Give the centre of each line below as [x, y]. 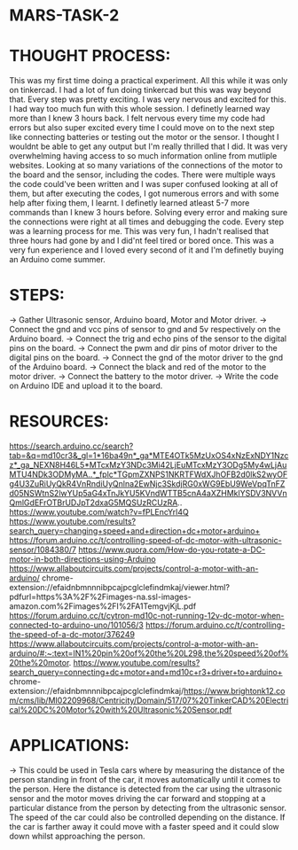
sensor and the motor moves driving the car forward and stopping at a [137, 798]
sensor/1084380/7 [43, 550]
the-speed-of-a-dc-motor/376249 [72, 634]
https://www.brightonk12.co [234, 691]
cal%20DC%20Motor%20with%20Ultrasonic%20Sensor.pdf [121, 710]
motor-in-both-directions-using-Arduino [83, 559]
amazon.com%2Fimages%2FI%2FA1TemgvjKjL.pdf [103, 606]
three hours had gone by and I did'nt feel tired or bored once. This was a [142, 241]
